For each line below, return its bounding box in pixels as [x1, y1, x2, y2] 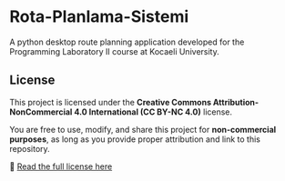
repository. [9, 143, 50, 154]
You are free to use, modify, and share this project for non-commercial [9, 124, 277, 135]
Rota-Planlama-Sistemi [9, 6, 189, 27]
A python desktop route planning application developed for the [9, 36, 245, 47]
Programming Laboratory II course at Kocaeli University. [9, 45, 220, 56]
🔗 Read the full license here [9, 161, 113, 172]
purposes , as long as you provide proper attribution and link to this [9, 134, 261, 145]
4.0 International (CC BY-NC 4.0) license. [74, 106, 233, 117]
